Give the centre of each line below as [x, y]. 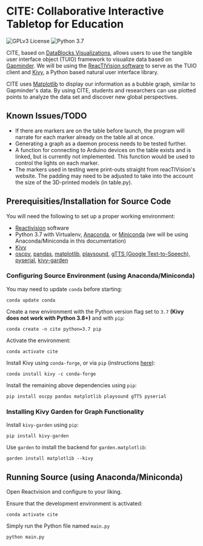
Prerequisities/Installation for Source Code [89, 202]
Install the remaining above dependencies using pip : [72, 385]
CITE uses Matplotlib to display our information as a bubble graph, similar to [101, 84]
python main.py [25, 537]
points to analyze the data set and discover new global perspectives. [92, 97]
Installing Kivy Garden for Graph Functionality [75, 412]
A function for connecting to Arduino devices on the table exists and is [103, 150]
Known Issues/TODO [47, 116]
